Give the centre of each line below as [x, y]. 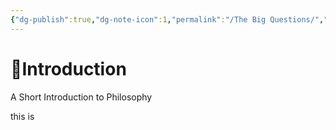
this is [22, 116]
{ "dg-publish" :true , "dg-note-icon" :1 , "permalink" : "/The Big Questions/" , [167, 19]
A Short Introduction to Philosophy [81, 97]
